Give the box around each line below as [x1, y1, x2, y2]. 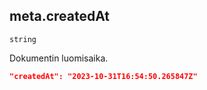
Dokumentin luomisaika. [9, 52, 109, 64]
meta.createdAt [9, 8, 111, 25]
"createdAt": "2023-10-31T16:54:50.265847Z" [9, 71, 198, 81]
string [9, 34, 37, 44]
